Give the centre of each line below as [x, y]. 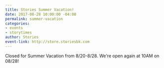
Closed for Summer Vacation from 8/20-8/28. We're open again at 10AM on [82, 56]
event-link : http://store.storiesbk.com [48, 42]
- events [14, 28]
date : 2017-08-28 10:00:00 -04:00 [41, 14]
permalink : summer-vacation [34, 19]
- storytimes [19, 33]
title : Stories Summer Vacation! [40, 10]
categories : [17, 23]
